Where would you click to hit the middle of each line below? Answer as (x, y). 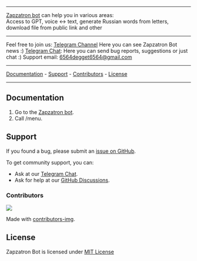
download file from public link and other (54, 28)
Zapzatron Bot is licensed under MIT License (60, 252)
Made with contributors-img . (40, 219)
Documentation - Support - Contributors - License (67, 74)
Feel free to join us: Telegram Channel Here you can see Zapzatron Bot (92, 44)
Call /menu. (28, 118)
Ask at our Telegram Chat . (46, 173)
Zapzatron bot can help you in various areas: (60, 15)
